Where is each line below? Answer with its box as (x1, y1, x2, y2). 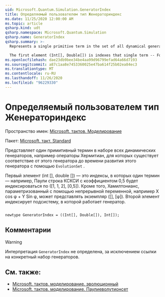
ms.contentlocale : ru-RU (5, 71, 56, 76)
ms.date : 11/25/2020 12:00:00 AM (5, 16, 74, 21)
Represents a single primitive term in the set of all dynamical (9, 44, 146, 49)
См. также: (5, 268, 41, 276)
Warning (5, 239, 22, 245)
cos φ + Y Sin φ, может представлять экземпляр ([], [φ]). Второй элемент (5, 193, 160, 199)
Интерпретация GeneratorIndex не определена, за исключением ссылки (5, 248, 157, 254)
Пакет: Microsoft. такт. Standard (5, 137, 71, 143)
